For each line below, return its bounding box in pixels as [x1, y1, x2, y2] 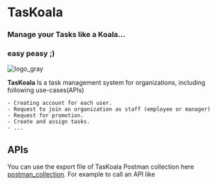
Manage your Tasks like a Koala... [7, 30, 126, 40]
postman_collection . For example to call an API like [7, 170, 155, 179]
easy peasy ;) [7, 49, 55, 59]
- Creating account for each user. [7, 100, 113, 107]
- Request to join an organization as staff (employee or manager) [7, 106, 211, 113]
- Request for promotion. [7, 112, 84, 119]
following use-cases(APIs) [7, 86, 84, 94]
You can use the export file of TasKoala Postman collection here [7, 162, 194, 171]
